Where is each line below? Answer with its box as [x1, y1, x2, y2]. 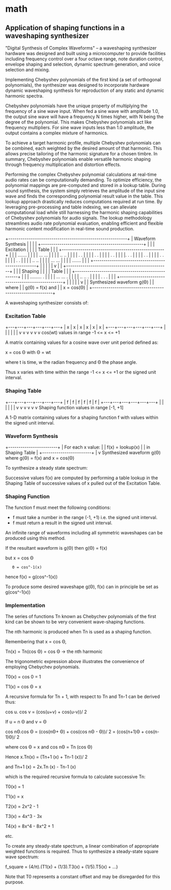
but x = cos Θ [5, 555, 34, 561]
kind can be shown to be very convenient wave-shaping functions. [5, 619, 145, 625]
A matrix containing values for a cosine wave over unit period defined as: [5, 339, 159, 345]
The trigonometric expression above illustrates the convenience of [5, 659, 145, 665]
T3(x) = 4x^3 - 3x [5, 813, 42, 819]
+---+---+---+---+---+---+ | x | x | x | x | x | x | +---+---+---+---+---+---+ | [5, 324, 166, 330]
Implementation [5, 602, 46, 609]
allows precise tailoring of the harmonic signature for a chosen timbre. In [5, 151, 158, 156]
